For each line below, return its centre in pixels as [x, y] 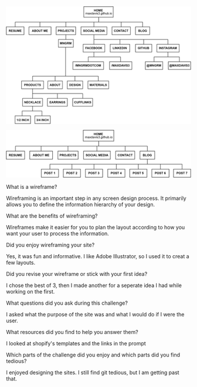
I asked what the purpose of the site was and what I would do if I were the [95, 314]
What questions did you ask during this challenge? [67, 303]
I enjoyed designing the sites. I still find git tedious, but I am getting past [93, 372]
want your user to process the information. [58, 233]
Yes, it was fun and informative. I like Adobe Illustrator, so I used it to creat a [98, 256]
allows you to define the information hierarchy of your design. [81, 204]
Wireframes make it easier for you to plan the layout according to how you [96, 227]
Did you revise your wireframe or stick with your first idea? [77, 273]
